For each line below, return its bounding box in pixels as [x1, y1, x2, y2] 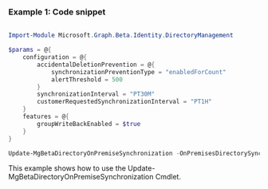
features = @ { [22, 112, 69, 121]
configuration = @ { [22, 53, 88, 61]
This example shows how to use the [8, 163, 126, 173]
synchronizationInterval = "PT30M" [37, 90, 156, 98]
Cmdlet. [155, 172, 182, 182]
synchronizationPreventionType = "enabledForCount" [50, 68, 227, 76]
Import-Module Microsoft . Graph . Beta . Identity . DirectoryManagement [8, 31, 234, 40]
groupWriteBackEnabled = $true [37, 120, 141, 128]
